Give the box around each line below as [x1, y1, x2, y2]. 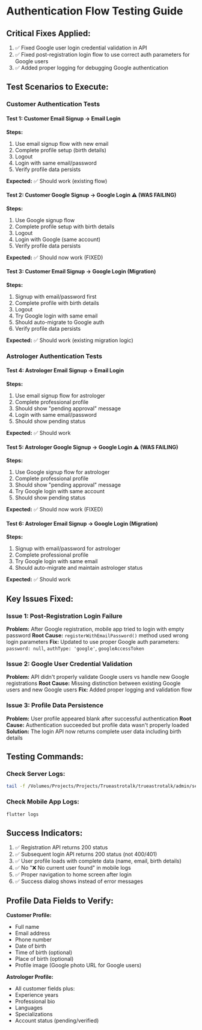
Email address [14, 929, 50, 937]
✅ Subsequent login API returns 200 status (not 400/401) [14, 851, 158, 858]
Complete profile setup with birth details [14, 223, 115, 230]
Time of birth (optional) [14, 949, 73, 956]
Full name [14, 923, 40, 931]
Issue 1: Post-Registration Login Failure [6, 611, 123, 620]
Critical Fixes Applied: [6, 28, 91, 39]
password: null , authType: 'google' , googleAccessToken [6, 645, 144, 652]
